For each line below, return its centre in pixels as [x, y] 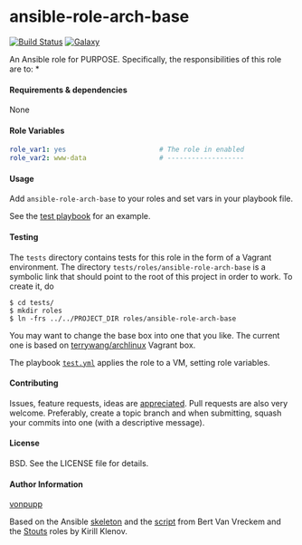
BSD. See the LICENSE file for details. [79, 463]
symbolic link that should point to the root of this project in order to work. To [151, 276]
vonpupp [26, 504]
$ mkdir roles [36, 311]
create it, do [32, 286]
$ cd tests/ [32, 302]
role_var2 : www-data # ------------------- [127, 158]
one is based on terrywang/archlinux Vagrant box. [103, 345]
